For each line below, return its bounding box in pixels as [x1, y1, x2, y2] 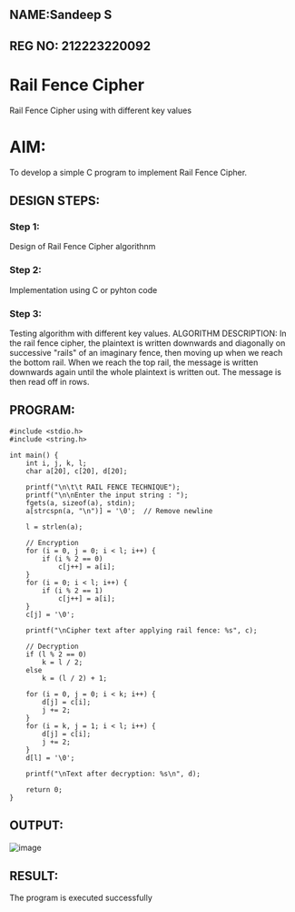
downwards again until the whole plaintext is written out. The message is [9, 366, 281, 377]
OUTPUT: [9, 818, 64, 834]
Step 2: [9, 264, 43, 277]
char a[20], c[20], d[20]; [25, 466, 128, 476]
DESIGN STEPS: [9, 193, 101, 208]
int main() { [9, 451, 59, 460]
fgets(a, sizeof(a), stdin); [25, 498, 136, 508]
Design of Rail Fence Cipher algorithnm [9, 241, 156, 252]
